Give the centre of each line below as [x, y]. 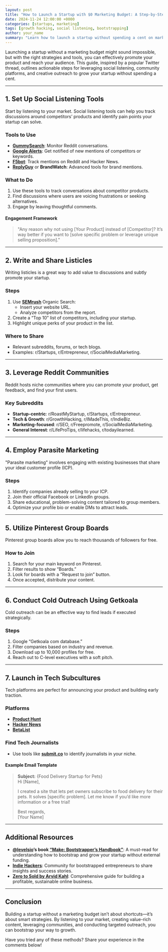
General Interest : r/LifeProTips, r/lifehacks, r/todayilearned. [73, 430]
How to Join [20, 553]
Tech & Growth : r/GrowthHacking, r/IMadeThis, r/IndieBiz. [72, 419]
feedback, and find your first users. [41, 390]
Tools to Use [20, 135]
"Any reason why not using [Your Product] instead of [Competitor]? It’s [90, 229]
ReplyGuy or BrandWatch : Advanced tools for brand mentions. [78, 167]
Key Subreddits [24, 403]
